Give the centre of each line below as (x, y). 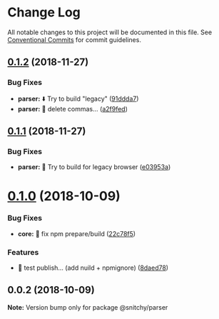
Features (23, 252)
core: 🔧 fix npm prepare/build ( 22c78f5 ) (77, 233)
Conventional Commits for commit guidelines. (74, 39)
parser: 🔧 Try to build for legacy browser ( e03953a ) (94, 167)
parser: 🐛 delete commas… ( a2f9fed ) (73, 108)
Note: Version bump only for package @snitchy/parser (88, 307)
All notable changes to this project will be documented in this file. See (110, 32)
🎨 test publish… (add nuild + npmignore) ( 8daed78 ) (93, 268)
